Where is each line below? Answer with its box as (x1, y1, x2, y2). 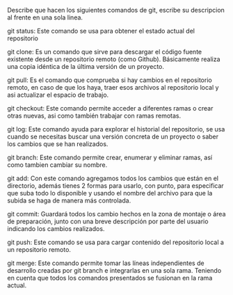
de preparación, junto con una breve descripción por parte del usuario (7, 217, 209, 225)
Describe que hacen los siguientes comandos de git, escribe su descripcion (7, 6, 225, 14)
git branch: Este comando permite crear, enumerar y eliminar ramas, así (7, 153, 213, 161)
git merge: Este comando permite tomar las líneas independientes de (7, 259, 204, 267)
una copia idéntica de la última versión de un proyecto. (7, 63, 165, 70)
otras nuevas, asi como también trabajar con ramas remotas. (7, 111, 182, 120)
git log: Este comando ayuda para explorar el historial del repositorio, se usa (7, 125, 225, 133)
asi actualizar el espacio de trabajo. (7, 90, 109, 99)
